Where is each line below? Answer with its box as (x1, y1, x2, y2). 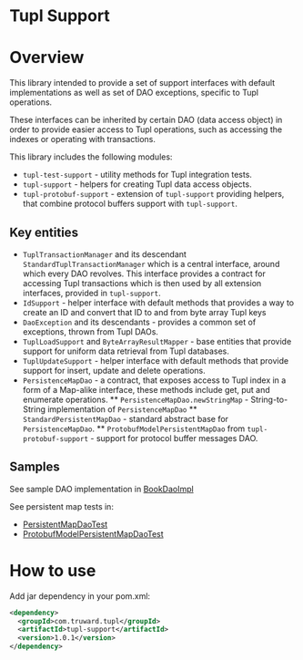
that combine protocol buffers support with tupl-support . (22, 198, 238, 210)
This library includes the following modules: (9, 151, 173, 162)
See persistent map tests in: (9, 500, 114, 511)
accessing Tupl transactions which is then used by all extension (22, 277, 262, 288)
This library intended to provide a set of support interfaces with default (9, 77, 276, 88)
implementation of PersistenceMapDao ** (46, 403, 197, 415)
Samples (9, 459, 61, 475)
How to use (9, 560, 96, 581)
